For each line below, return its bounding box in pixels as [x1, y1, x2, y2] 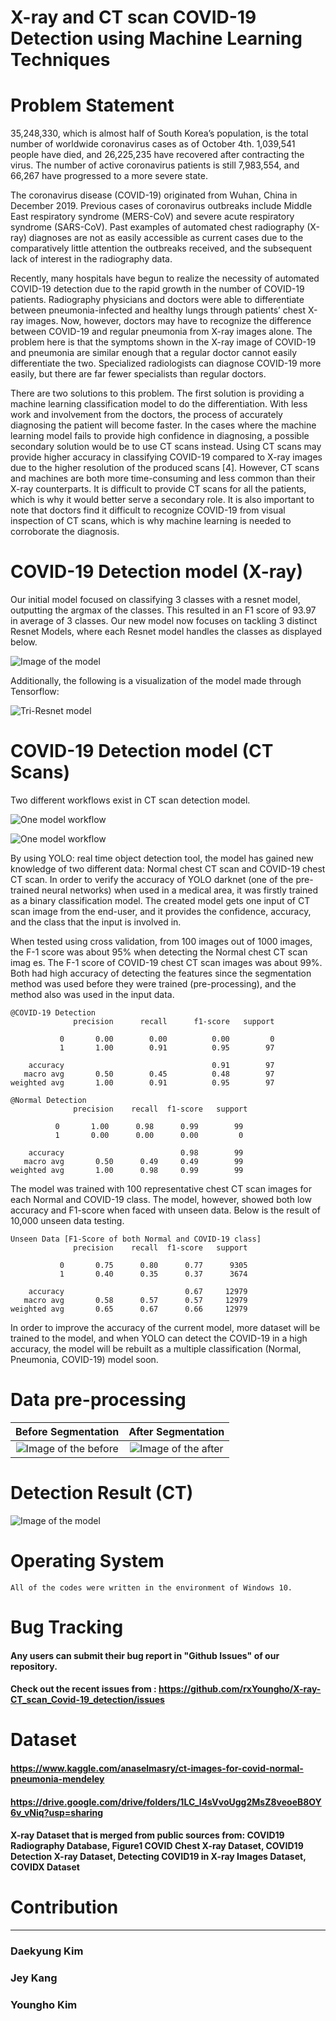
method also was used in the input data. [10, 989, 175, 1000]
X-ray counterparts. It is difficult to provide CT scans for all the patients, [10, 483, 307, 495]
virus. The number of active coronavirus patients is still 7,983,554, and [10, 159, 300, 171]
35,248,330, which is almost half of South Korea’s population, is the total [10, 127, 309, 140]
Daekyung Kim [10, 1944, 84, 1958]
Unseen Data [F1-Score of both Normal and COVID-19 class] [10, 1234, 262, 1244]
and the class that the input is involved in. [10, 916, 182, 928]
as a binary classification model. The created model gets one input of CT [10, 895, 311, 906]
